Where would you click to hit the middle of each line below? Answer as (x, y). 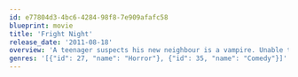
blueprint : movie (41, 26)
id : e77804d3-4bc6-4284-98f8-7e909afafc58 (89, 17)
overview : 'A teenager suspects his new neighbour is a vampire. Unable (146, 50)
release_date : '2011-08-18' (61, 42)
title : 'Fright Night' (51, 34)
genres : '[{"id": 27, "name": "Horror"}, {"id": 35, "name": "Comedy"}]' (149, 58)
